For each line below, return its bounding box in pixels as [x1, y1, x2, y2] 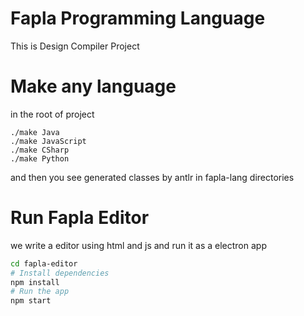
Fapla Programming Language [10, 7, 266, 30]
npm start [10, 296, 52, 306]
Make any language [10, 75, 177, 98]
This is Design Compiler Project [10, 40, 140, 52]
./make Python [10, 153, 70, 164]
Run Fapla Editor [10, 207, 150, 229]
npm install [10, 277, 60, 287]
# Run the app [10, 287, 70, 297]
